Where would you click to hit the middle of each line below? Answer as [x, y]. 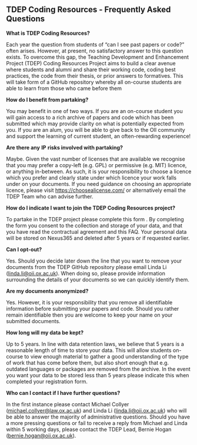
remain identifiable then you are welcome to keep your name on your [89, 315]
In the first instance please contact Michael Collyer [68, 404]
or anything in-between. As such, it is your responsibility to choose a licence [99, 171]
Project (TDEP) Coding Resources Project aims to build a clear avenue [91, 63]
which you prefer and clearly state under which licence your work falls [91, 177]
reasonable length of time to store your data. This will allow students [89, 350]
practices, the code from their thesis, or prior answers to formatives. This [95, 75]
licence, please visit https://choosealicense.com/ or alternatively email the [96, 190]
